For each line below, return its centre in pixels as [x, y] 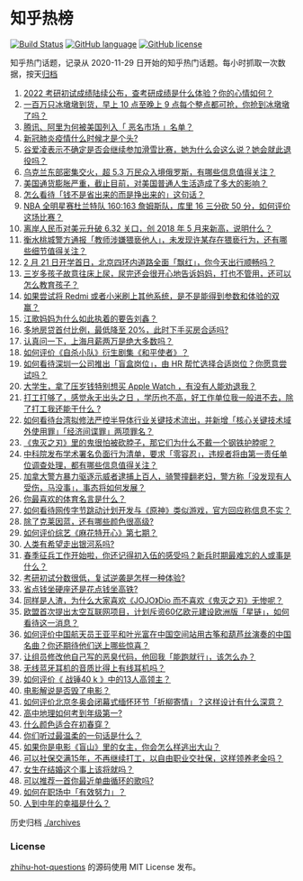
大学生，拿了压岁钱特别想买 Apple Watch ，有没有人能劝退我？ [140, 386]
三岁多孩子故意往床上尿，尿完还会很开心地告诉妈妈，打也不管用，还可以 [157, 273]
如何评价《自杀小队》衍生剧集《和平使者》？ [106, 352]
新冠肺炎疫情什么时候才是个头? [80, 138]
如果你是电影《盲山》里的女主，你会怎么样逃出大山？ [122, 747]
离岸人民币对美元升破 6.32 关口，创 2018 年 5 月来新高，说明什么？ [148, 228]
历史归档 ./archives [45, 822]
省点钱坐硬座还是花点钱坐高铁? [80, 589]
